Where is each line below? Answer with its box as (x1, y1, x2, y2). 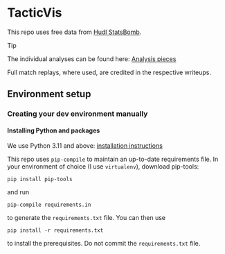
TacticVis (7, 5, 62, 21)
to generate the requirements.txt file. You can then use (7, 214, 166, 222)
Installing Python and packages (7, 126, 100, 135)
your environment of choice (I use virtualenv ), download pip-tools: (7, 162, 199, 171)
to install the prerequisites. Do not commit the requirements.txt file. (7, 239, 201, 248)
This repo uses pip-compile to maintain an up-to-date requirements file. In (7, 155, 219, 164)
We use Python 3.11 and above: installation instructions (7, 142, 163, 150)
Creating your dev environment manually (7, 109, 148, 119)
